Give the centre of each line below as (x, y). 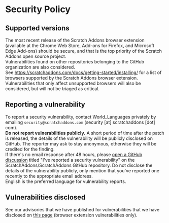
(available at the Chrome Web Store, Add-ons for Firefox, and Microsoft (80, 46)
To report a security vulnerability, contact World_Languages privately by (81, 117)
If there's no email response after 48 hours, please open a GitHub (74, 154)
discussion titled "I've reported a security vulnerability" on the (70, 160)
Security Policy (38, 9)
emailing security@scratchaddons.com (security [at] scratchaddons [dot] (80, 122)
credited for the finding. (30, 149)
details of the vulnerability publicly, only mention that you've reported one (82, 170)
